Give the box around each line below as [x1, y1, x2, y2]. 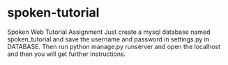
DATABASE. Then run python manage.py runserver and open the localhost [7, 42, 221, 50]
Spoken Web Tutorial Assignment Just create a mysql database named [7, 28, 211, 36]
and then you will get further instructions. [7, 50, 126, 58]
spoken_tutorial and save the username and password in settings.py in [7, 35, 210, 43]
